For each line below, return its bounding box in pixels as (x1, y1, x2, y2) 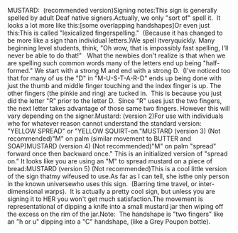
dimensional (7, 188, 43, 195)
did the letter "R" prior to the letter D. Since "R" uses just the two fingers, (7, 97, 222, 105)
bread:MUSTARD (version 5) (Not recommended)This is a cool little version (7, 165, 227, 173)
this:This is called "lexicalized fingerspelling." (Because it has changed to (7, 28, 223, 37)
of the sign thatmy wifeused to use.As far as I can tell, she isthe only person (7, 172, 229, 180)
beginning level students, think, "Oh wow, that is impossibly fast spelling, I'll (7, 44, 229, 52)
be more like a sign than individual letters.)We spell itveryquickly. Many (7, 36, 215, 45)
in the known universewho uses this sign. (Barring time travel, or (7, 180, 198, 188)
